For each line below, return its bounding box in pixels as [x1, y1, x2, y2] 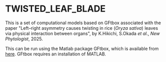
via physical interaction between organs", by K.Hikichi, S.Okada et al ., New [5, 30, 160, 36]
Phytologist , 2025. [5, 36, 43, 42]
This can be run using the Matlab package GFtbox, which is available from [5, 45, 159, 51]
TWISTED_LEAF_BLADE [5, 3, 106, 15]
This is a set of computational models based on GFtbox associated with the [5, 20, 161, 26]
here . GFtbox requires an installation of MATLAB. [5, 51, 107, 57]
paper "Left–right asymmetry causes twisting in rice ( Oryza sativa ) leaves [5, 25, 158, 31]
